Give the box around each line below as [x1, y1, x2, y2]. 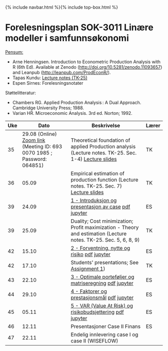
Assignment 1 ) [70, 265, 105, 272]
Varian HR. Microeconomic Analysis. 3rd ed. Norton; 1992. [12, 110, 132, 116]
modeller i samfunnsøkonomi [5, 33, 129, 44]
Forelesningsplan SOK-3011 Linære [5, 22, 153, 33]
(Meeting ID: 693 [22, 143, 62, 150]
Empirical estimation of [70, 170, 125, 177]
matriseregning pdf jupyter [70, 279, 133, 286]
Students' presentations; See [70, 259, 139, 266]
